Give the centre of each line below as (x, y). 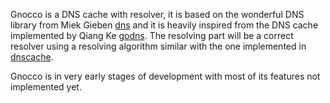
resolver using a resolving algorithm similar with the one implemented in (158, 46)
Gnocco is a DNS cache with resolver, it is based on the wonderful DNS (157, 14)
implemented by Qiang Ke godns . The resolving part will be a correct (152, 35)
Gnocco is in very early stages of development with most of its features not (165, 76)
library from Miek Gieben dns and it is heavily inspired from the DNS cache (164, 25)
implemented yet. (46, 87)
